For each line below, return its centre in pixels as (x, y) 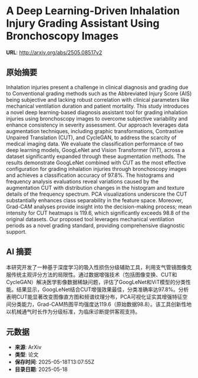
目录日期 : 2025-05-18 (41, 369)
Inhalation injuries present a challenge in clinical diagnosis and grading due (97, 87)
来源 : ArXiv (28, 347)
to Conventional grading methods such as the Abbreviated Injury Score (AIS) (99, 93)
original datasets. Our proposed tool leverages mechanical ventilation (90, 219)
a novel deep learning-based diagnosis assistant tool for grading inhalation (97, 112)
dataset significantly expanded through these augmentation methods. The (96, 156)
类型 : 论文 (27, 355)
